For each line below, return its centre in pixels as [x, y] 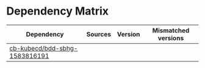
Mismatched [171, 30]
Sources [99, 34]
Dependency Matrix [57, 11]
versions [171, 38]
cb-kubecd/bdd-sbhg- [44, 48]
